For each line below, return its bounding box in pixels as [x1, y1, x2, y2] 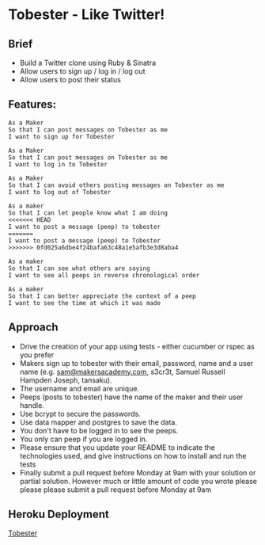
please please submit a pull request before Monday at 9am [19, 485, 212, 494]
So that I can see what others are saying [8, 264, 150, 272]
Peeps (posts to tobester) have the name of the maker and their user [19, 392, 244, 402]
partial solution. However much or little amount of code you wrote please [19, 476, 257, 486]
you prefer [19, 350, 54, 360]
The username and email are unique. [19, 383, 140, 393]
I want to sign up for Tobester [8, 132, 115, 140]
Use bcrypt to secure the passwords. [19, 409, 141, 418]
